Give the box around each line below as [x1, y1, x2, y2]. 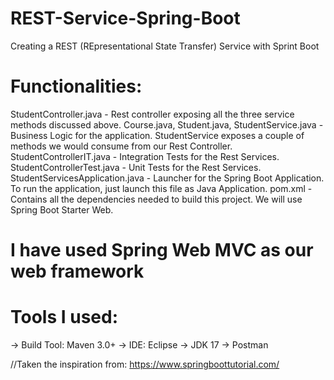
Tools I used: [10, 306, 119, 329]
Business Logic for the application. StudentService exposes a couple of [10, 129, 305, 141]
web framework [10, 260, 145, 283]
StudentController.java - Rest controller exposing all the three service [10, 108, 295, 120]
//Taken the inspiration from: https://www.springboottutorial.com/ [10, 358, 280, 370]
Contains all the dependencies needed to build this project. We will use [10, 193, 303, 205]
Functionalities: [10, 75, 143, 98]
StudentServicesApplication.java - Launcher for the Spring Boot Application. [10, 172, 325, 184]
